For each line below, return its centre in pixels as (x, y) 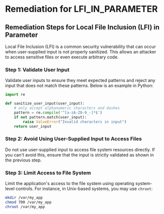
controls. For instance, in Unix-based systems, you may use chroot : (84, 189)
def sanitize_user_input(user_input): (45, 104)
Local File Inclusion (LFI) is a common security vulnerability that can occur (81, 47)
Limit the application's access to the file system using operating (70, 184)
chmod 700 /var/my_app (28, 202)
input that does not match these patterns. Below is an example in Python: (79, 86)
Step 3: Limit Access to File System (48, 173)
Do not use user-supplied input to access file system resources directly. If (80, 149)
